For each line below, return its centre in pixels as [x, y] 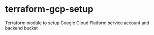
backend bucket [21, 28]
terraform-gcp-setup [49, 9]
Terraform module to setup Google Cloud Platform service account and [77, 23]
